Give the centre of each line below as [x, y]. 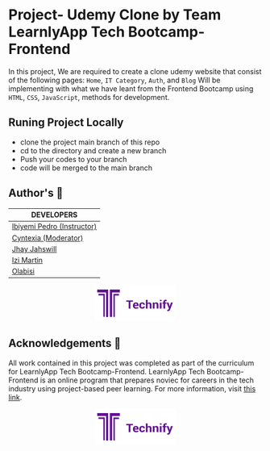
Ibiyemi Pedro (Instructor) [54, 227]
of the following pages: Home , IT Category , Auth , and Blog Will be [114, 80]
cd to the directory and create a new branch [93, 150]
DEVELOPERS [54, 215]
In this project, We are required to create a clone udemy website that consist [135, 71]
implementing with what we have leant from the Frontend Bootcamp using [131, 88]
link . [15, 397]
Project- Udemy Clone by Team [115, 15]
